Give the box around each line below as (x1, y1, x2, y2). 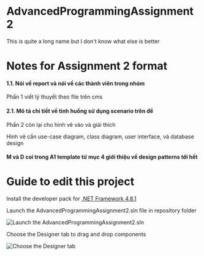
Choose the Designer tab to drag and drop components (6, 231, 146, 238)
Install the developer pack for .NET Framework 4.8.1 (6, 195, 137, 203)
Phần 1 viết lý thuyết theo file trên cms (6, 93, 103, 100)
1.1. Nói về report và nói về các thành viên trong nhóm (6, 80, 145, 87)
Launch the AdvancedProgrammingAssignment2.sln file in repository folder (6, 207, 197, 214)
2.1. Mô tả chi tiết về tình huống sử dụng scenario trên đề (6, 107, 154, 115)
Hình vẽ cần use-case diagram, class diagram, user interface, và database (6, 133, 194, 140)
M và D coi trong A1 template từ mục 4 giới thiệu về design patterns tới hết (6, 153, 198, 160)
